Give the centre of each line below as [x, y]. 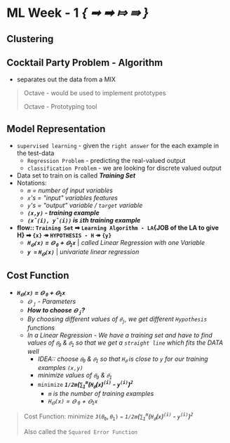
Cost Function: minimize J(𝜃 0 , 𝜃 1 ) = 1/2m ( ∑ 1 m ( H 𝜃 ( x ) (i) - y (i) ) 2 [108, 417]
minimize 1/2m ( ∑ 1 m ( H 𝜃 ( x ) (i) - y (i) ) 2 [86, 385]
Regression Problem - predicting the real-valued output [106, 161]
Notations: [32, 183]
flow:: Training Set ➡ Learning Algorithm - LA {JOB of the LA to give [117, 228]
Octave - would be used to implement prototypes [95, 93]
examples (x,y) [60, 368]
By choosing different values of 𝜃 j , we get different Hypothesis [117, 319]
